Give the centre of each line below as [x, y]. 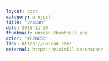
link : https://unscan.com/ [39, 44]
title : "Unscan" [26, 22]
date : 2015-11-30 [27, 28]
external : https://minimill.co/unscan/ [55, 49]
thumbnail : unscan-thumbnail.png [47, 33]
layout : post [22, 11]
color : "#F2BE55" [27, 38]
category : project [28, 17]
